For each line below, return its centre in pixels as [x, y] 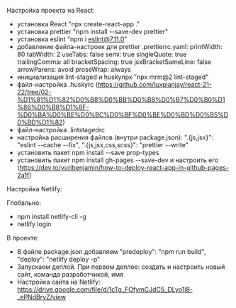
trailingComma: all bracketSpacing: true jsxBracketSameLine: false [114, 62]
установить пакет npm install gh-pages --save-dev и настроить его [118, 160]
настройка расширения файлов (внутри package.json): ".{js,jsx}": [115, 137]
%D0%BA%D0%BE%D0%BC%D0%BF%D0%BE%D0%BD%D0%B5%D [123, 115]
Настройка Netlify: [34, 189]
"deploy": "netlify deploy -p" [58, 259]
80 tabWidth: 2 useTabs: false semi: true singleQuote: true [102, 54]
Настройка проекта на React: [51, 10]
